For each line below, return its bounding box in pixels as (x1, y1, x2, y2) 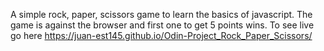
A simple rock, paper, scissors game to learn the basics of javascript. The (10, 9, 313, 20)
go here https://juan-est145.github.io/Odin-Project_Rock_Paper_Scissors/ (10, 30, 313, 41)
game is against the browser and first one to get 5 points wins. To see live (10, 19, 315, 31)
